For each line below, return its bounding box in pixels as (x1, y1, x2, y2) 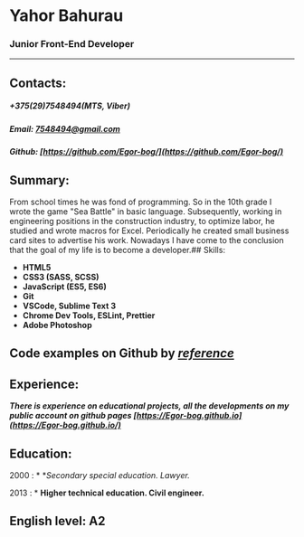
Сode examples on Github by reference (9, 345, 235, 362)
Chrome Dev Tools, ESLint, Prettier (22, 310, 156, 321)
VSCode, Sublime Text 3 (22, 300, 116, 312)
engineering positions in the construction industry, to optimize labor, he (9, 216, 275, 227)
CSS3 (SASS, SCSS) (22, 272, 100, 283)
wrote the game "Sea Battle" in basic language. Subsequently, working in (9, 206, 282, 217)
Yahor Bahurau (9, 5, 124, 26)
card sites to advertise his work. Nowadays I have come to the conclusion (9, 235, 285, 246)
